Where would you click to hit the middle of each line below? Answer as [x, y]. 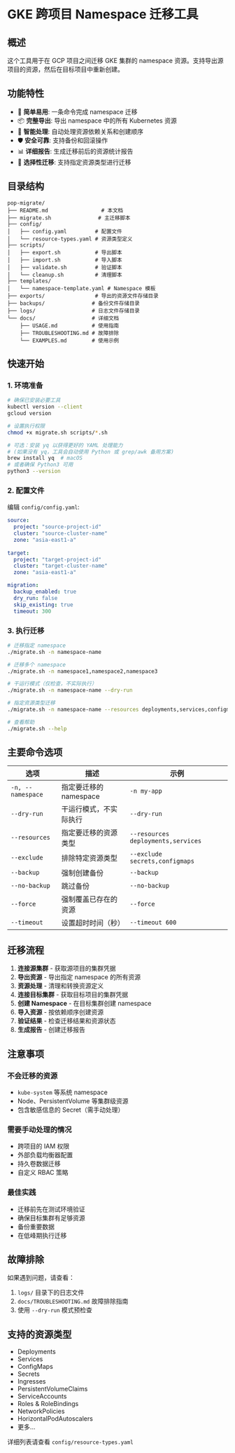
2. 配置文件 [26, 490]
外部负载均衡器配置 [45, 1155]
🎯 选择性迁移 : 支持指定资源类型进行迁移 [74, 162]
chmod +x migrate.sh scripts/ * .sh [58, 432]
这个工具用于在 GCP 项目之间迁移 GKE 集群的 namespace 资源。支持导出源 [115, 61]
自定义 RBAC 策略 [43, 1173]
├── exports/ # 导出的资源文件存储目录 [83, 296]
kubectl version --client [45, 407]
